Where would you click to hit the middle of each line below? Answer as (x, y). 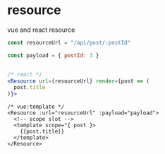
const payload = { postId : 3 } (53, 55)
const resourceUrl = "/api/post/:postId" (69, 42)
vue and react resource (41, 30)
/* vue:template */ (36, 107)
